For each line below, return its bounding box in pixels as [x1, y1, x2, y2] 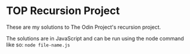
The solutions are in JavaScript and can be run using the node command [6, 35, 184, 42]
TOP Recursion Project [6, 4, 120, 18]
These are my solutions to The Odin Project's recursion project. [6, 23, 161, 31]
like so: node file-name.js [6, 41, 70, 48]
